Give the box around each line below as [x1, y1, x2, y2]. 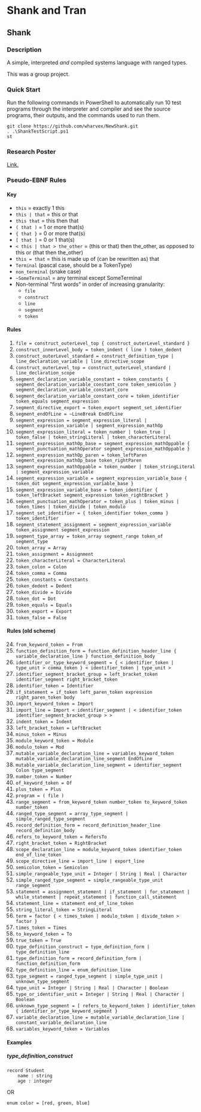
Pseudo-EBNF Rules [7, 176, 66, 184]
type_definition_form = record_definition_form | [15, 955, 142, 961]
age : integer [17, 1078, 53, 1084]
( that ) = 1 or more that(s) [15, 223, 84, 230]
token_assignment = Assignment [15, 551, 94, 557]
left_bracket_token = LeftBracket [15, 725, 102, 731]
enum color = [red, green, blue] [7, 1100, 90, 1106]
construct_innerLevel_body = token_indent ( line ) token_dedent [15, 346, 182, 353]
